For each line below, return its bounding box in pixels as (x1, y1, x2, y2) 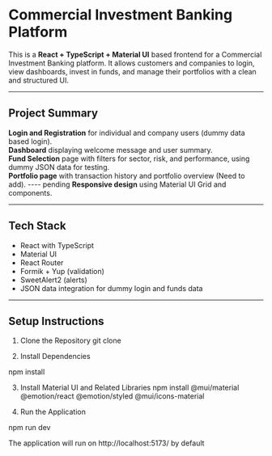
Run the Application (19, 407, 87, 417)
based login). (8, 136, 53, 146)
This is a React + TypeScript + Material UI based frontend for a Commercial (8, 49, 262, 59)
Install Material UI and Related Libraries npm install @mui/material (19, 382, 240, 393)
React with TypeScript (19, 240, 95, 250)
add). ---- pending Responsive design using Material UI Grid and (8, 179, 227, 189)
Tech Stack (8, 219, 66, 233)
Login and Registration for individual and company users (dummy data (8, 128, 245, 137)
